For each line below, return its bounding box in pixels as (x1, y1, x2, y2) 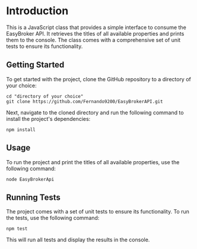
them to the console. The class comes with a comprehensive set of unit (6, 36, 181, 43)
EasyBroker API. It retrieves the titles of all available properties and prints (6, 30, 185, 37)
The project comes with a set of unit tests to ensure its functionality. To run (6, 208, 190, 215)
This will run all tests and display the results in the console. (6, 236, 150, 244)
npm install (6, 126, 36, 133)
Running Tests (6, 192, 61, 202)
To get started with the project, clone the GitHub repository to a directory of (6, 75, 191, 82)
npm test (6, 226, 28, 232)
